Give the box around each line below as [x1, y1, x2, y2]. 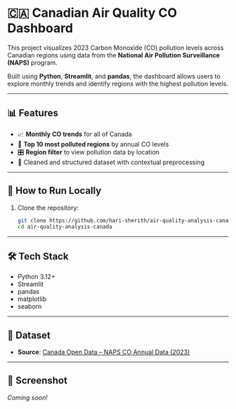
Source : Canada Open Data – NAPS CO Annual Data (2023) [17, 347, 190, 356]
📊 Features [7, 107, 58, 119]
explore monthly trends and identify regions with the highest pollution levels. [7, 79, 228, 88]
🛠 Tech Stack [7, 250, 69, 262]
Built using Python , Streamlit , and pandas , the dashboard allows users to [7, 72, 221, 80]
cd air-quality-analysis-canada [17, 223, 112, 231]
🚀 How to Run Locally [7, 185, 102, 197]
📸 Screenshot [7, 375, 68, 387]
